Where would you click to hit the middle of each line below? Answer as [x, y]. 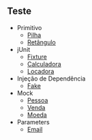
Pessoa [37, 100]
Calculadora [44, 64]
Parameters [33, 122]
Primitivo [29, 27]
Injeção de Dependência [51, 79]
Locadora [41, 71]
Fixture [37, 57]
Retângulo [41, 42]
